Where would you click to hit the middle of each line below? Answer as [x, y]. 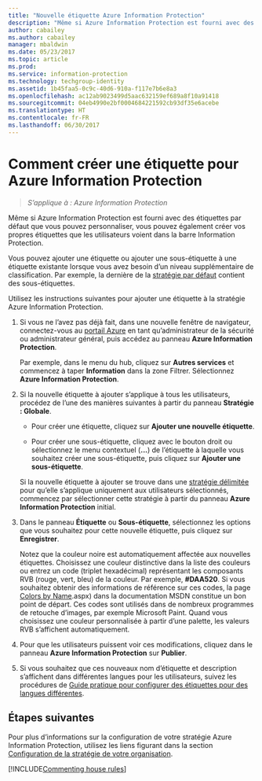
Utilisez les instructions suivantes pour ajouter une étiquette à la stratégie [127, 298]
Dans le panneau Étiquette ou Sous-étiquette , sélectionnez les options [135, 522]
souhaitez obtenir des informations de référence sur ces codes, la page [135, 588]
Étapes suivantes [51, 718]
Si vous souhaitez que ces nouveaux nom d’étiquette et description [128, 668]
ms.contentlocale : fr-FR [49, 118]
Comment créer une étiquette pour [124, 164]
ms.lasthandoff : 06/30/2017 [54, 125]
